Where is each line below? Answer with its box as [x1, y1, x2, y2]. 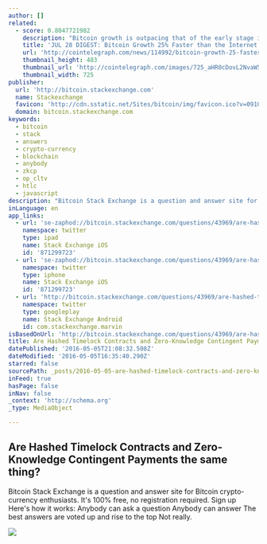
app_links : [8, 212, 44, 220]
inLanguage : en [8, 204, 59, 212]
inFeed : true [8, 374, 52, 382]
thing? [8, 465, 41, 479]
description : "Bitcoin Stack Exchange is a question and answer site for [8, 197, 258, 205]
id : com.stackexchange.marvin [22, 323, 123, 331]
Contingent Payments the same [68, 453, 228, 467]
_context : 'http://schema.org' [8, 397, 112, 405]
